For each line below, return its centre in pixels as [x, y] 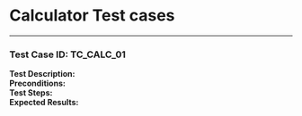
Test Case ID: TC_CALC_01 [67, 54]
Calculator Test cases [92, 16]
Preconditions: [37, 83]
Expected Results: [44, 103]
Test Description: [42, 74]
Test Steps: [31, 93]
